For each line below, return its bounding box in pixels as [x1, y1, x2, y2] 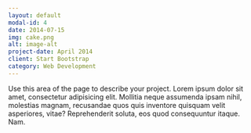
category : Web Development [8, 63, 96, 70]
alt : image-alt [8, 41, 58, 49]
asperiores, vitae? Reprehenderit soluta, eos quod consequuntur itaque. [8, 109, 241, 118]
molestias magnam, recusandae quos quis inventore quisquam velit [8, 100, 226, 110]
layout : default [8, 11, 61, 20]
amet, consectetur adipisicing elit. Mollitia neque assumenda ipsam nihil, [8, 92, 242, 102]
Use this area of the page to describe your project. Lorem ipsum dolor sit [8, 84, 244, 93]
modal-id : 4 [8, 19, 47, 27]
